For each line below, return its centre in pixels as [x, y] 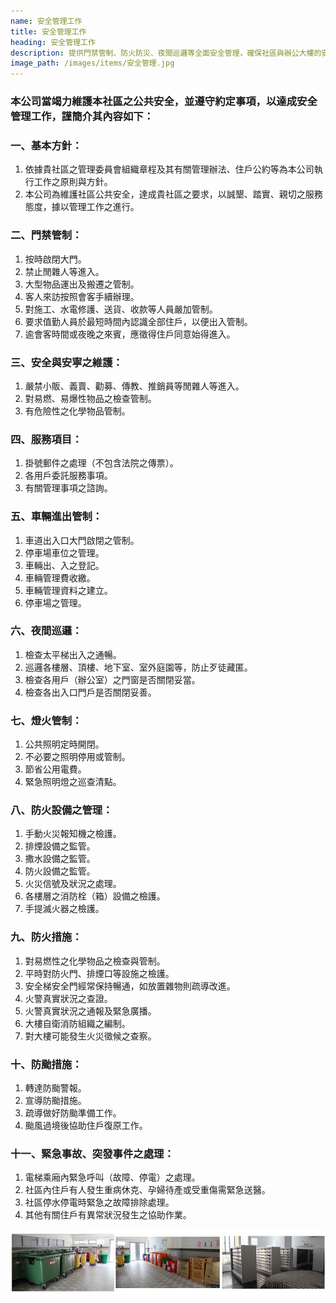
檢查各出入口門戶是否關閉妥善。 [90, 692]
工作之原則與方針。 [73, 182]
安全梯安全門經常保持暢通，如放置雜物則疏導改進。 [130, 986]
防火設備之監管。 [60, 871]
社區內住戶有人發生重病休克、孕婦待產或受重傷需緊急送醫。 [147, 1190]
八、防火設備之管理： [61, 810]
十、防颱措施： [46, 1064]
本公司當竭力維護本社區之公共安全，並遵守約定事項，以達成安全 [164, 102]
